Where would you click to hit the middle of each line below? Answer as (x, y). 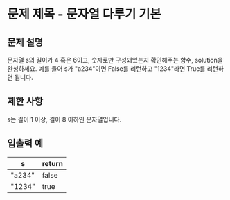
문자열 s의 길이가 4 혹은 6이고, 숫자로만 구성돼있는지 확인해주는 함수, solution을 (115, 60)
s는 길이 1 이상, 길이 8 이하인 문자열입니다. (64, 119)
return (53, 163)
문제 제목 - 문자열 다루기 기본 (84, 14)
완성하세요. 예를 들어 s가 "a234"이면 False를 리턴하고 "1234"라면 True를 (106, 69)
